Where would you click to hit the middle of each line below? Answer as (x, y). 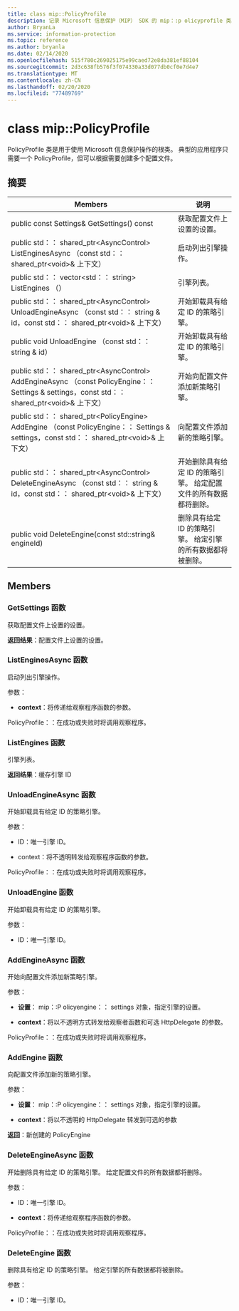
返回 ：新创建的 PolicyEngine (49, 1135)
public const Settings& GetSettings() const (82, 223)
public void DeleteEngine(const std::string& (83, 534)
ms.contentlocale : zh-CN (44, 80)
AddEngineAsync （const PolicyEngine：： (83, 381)
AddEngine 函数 (35, 1057)
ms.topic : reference (38, 41)
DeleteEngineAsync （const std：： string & (85, 483)
